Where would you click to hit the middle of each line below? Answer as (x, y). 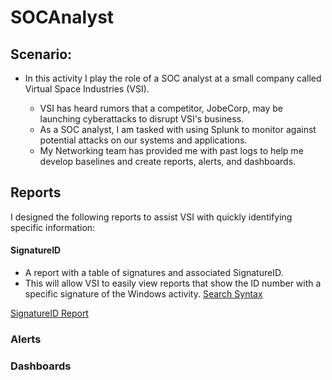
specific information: (53, 227)
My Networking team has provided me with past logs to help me (171, 150)
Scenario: (41, 54)
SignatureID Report (49, 313)
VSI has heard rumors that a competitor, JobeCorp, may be (161, 108)
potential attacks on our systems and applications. (143, 140)
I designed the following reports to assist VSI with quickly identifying (151, 217)
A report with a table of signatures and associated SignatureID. (154, 273)
